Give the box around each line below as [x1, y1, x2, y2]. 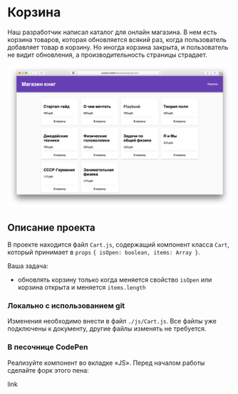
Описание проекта [7, 221, 95, 233]
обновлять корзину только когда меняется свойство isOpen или [17, 275, 212, 284]
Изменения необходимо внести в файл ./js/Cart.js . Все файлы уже [7, 317, 217, 326]
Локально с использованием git [7, 301, 125, 311]
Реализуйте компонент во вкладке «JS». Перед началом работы [7, 358, 205, 367]
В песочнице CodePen [7, 342, 88, 352]
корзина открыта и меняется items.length [17, 283, 146, 292]
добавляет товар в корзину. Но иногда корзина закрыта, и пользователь [7, 43, 229, 51]
